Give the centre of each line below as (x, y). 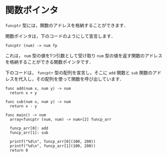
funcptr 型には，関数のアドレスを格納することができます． (67, 25)
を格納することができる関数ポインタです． (49, 62)
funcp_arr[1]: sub (29, 133)
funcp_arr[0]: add (29, 128)
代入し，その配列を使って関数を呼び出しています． (71, 79)
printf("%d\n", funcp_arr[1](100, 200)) (53, 146)
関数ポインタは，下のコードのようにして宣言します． (61, 36)
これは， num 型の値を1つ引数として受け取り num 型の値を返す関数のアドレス (84, 56)
